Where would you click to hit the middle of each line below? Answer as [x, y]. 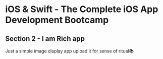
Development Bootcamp [57, 20]
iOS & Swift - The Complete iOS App [82, 9]
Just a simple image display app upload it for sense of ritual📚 [69, 51]
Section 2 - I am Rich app [45, 39]
